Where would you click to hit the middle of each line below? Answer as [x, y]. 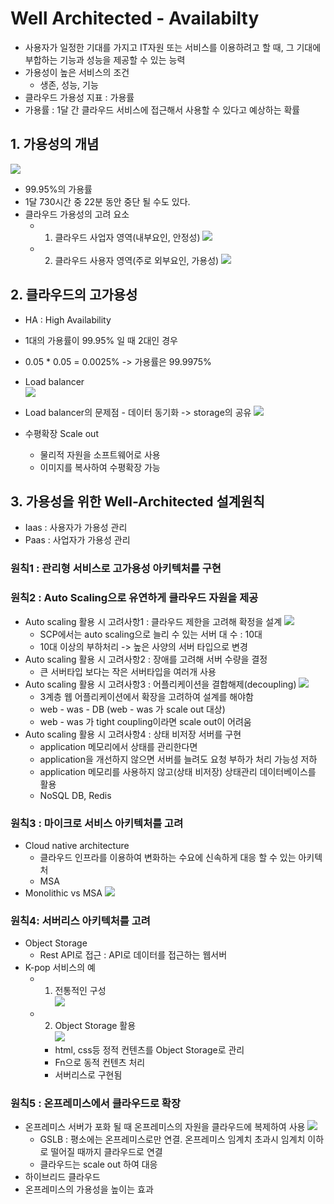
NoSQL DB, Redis [75, 795]
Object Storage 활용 [95, 1026]
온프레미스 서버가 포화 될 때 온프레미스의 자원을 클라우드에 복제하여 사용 [165, 1127]
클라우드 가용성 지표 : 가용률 [79, 97]
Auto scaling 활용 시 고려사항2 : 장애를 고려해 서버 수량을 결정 [146, 659]
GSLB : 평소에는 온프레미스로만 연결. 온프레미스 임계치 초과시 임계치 [172, 1139]
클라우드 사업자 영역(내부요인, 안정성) [127, 237]
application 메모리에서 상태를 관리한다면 [118, 746]
